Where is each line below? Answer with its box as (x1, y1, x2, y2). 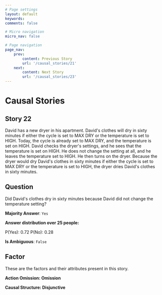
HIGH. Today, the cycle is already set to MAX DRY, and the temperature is (5, 138, 151, 143)
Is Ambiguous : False (5, 239, 47, 244)
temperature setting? (5, 201, 47, 207)
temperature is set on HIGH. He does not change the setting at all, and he (5, 148, 151, 154)
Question (5, 183, 33, 191)
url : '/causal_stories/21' (22, 61, 77, 66)
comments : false (5, 20, 38, 26)
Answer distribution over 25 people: (5, 220, 79, 226)
